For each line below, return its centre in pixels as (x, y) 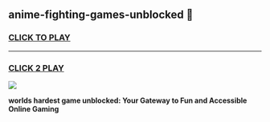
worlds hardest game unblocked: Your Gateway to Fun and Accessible (128, 100)
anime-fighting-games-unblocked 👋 (101, 15)
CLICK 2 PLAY (36, 67)
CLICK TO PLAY (39, 38)
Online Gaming (34, 108)
